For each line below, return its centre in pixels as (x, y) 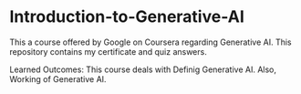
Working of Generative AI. (58, 78)
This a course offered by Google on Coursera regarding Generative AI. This (150, 42)
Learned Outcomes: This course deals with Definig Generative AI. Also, (143, 69)
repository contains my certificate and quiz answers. (108, 51)
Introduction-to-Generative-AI (127, 17)
